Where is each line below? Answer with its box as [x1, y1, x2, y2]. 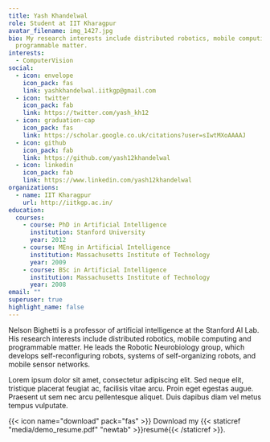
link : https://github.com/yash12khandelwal [22, 153, 171, 162]
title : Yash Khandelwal [8, 11, 88, 20]
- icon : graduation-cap [15, 117, 95, 125]
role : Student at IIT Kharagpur [8, 19, 117, 27]
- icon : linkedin [15, 162, 74, 170]
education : [8, 206, 45, 214]
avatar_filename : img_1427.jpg [8, 27, 113, 35]
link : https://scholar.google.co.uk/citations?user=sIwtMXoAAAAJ [22, 131, 247, 139]
